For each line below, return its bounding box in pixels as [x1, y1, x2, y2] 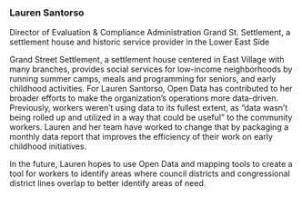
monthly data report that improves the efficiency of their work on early [9, 132, 273, 143]
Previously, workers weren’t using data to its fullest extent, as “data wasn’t [9, 103, 288, 113]
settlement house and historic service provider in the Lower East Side [9, 36, 270, 47]
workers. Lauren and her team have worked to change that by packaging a [9, 122, 289, 133]
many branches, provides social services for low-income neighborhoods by [9, 64, 293, 74]
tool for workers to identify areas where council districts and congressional [9, 168, 291, 179]
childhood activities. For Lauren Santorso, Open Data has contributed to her [9, 84, 293, 94]
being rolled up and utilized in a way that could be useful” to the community [9, 112, 293, 123]
